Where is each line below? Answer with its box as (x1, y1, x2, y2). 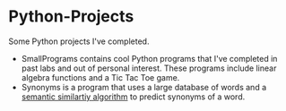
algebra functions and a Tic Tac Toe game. (21, 72, 180, 82)
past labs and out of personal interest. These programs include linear (21, 63, 277, 73)
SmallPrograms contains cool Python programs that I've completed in (21, 53, 278, 64)
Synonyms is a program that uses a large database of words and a (21, 81, 267, 92)
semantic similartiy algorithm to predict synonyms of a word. (21, 91, 246, 102)
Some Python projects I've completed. (8, 36, 150, 47)
